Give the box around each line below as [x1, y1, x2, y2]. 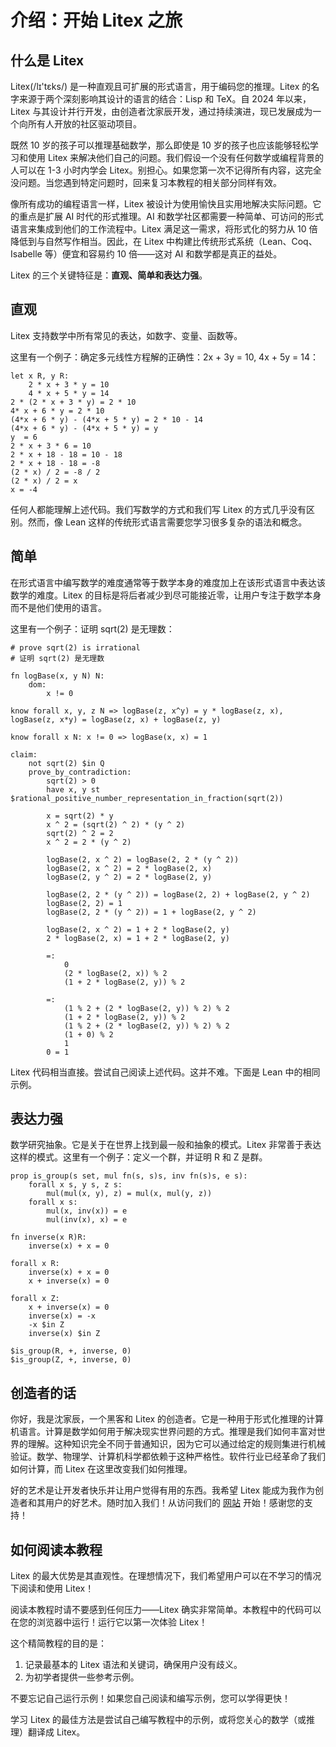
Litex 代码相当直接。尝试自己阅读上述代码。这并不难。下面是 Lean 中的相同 [10, 1066, 321, 1078]
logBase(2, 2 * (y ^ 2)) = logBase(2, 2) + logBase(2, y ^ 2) [46, 889, 311, 900]
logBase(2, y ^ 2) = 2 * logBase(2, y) [46, 872, 213, 882]
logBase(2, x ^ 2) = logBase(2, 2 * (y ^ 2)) [46, 854, 240, 865]
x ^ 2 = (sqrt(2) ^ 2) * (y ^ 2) [46, 819, 186, 830]
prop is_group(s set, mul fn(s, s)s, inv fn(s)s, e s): [10, 1171, 248, 1181]
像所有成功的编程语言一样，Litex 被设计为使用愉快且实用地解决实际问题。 [10, 198, 313, 210]
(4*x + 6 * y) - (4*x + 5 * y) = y [10, 423, 159, 433]
